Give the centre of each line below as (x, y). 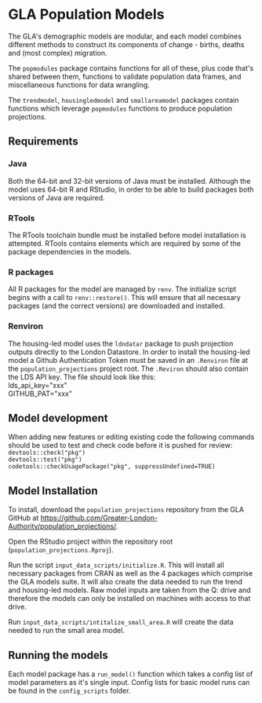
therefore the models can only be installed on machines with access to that (129, 599)
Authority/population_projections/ (62, 526)
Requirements (43, 142)
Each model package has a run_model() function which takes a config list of (131, 674)
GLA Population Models (86, 15)
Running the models (58, 655)
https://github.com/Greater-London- (99, 518)
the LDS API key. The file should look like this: (82, 377)
